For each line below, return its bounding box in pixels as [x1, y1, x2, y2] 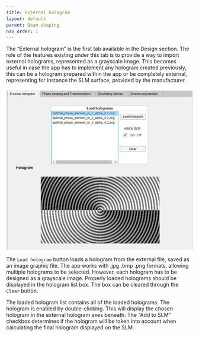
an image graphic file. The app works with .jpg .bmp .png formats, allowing [6, 262, 189, 269]
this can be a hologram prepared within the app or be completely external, [6, 70, 188, 78]
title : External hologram [6, 9, 70, 15]
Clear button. [6, 287, 38, 294]
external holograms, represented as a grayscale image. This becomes [6, 58, 176, 65]
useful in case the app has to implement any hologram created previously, [6, 64, 187, 71]
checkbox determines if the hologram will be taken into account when [6, 317, 176, 325]
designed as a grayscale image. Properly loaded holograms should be [6, 275, 177, 282]
